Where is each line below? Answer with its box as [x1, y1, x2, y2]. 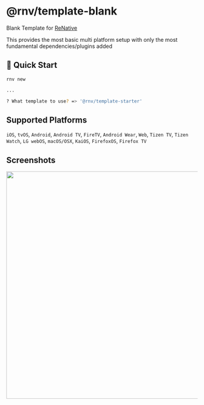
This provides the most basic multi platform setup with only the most [6, 36, 178, 43]
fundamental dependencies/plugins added [6, 42, 112, 50]
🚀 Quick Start [6, 60, 58, 70]
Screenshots [6, 155, 56, 165]
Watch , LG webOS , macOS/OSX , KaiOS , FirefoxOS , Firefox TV [6, 138, 147, 145]
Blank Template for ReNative [6, 24, 78, 32]
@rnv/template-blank [6, 4, 117, 18]
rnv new [6, 76, 26, 82]
